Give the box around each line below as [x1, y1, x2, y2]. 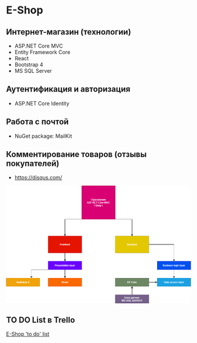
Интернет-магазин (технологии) [6, 27, 131, 37]
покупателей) [6, 159, 60, 169]
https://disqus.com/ [14, 174, 63, 181]
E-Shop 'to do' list [6, 331, 50, 338]
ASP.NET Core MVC [14, 42, 63, 49]
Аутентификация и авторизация [6, 84, 131, 94]
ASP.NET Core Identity [14, 100, 70, 107]
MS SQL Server [14, 67, 52, 74]
